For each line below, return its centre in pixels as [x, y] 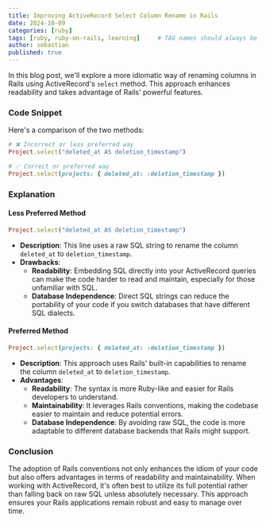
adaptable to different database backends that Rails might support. [141, 430]
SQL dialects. [53, 313]
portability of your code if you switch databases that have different [141, 304]
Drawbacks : [40, 262]
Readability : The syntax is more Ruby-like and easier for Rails [133, 388]
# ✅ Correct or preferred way [59, 167]
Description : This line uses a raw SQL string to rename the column [129, 245]
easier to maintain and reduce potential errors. [108, 414]
